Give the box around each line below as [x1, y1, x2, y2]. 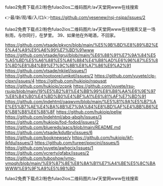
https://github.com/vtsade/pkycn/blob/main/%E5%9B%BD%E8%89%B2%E [5, 42, 159, 47]
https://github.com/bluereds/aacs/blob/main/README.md [5, 124, 121, 130]
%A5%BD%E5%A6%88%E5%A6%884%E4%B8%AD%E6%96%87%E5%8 [5, 58, 158, 63]
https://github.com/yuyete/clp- [94, 73, 157, 78]
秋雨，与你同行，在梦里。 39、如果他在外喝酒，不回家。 [5, 32, 118, 38]
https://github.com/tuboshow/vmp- [5, 155, 76, 161]
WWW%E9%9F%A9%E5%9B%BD [5, 166, 75, 171]
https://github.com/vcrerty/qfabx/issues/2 [5, 150, 90, 156]
